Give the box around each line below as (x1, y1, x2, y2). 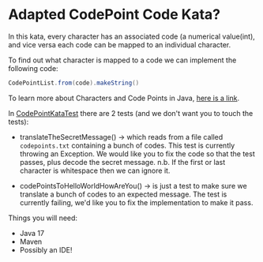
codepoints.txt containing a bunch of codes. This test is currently (19, 140, 235, 150)
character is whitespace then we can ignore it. (19, 166, 171, 175)
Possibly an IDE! (19, 245, 73, 254)
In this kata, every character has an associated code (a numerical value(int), (8, 32, 255, 41)
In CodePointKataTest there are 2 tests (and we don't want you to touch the (8, 108, 254, 118)
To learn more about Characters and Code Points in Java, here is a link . (8, 93, 240, 103)
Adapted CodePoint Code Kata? (8, 6, 221, 24)
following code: (8, 63, 58, 73)
